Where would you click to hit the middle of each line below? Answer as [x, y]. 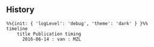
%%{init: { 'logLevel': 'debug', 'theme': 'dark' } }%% [77, 23]
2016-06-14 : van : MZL [52, 39]
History [20, 10]
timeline [17, 29]
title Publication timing [49, 34]
